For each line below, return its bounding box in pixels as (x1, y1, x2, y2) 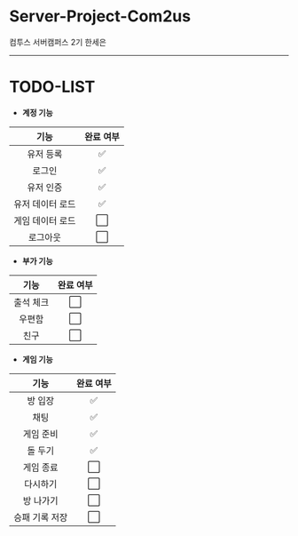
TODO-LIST (9, 77, 96, 97)
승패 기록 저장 (13, 511, 68, 524)
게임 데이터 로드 (13, 214, 76, 227)
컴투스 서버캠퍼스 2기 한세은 (9, 36, 106, 47)
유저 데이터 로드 (13, 197, 76, 210)
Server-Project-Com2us (9, 6, 192, 27)
